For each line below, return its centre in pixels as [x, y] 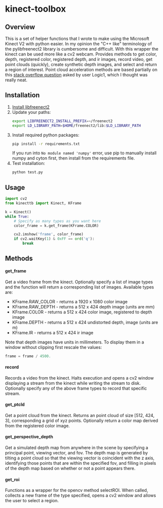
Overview [20, 27]
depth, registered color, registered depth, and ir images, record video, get [79, 59]
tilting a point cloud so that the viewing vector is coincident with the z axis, [80, 458]
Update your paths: [31, 112]
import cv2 [16, 199]
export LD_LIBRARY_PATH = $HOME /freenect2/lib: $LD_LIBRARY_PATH [76, 126]
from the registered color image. [37, 426]
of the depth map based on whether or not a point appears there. [70, 469]
